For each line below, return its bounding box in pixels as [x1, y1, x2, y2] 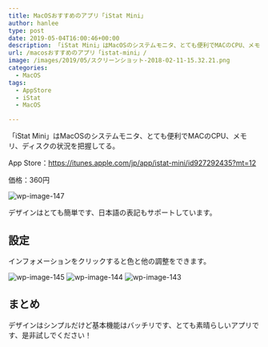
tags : [8, 79, 26, 87]
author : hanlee [8, 19, 59, 27]
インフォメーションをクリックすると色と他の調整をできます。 [8, 256, 210, 265]
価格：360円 [8, 176, 50, 185]
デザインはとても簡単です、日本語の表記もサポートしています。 [8, 208, 217, 217]
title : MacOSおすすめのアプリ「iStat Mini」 [8, 11, 147, 20]
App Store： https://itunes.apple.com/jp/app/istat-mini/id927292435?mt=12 [8, 158, 257, 168]
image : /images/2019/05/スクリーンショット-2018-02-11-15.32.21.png [8, 57, 230, 65]
